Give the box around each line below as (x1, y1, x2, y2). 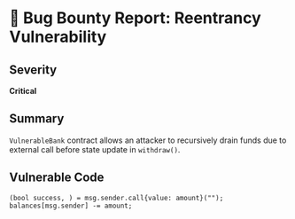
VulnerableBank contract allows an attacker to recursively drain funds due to (9, 135, 287, 145)
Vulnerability (9, 27, 107, 47)
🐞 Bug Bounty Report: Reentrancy (9, 8, 261, 28)
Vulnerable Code (9, 170, 105, 185)
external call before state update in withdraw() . (9, 144, 181, 154)
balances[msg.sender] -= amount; (9, 201, 133, 210)
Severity (9, 62, 58, 77)
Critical (9, 86, 37, 96)
